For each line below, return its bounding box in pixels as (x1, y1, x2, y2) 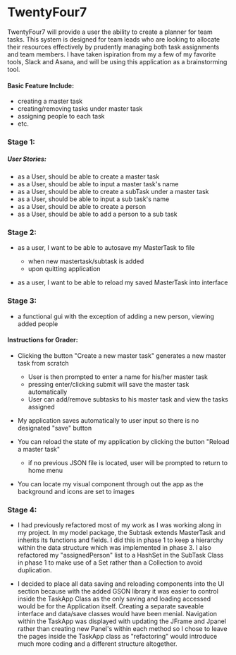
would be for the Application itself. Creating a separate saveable (17, 602, 204, 611)
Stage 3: (7, 296, 37, 306)
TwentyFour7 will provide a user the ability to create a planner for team (7, 28, 213, 36)
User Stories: (7, 155, 47, 163)
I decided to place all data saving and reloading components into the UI (17, 579, 225, 588)
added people (17, 319, 58, 328)
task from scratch (17, 359, 69, 367)
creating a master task (17, 97, 83, 106)
